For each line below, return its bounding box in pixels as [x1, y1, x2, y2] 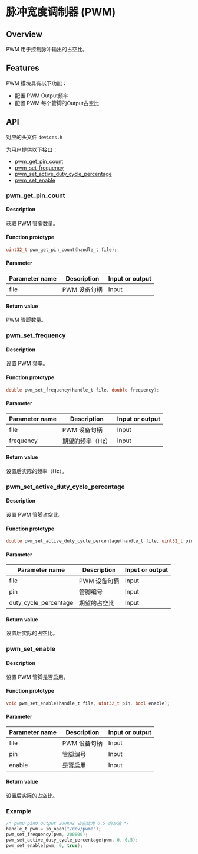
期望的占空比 [78, 599, 115, 607]
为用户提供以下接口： [6, 146, 58, 153]
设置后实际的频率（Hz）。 [6, 467, 68, 474]
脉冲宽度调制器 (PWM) [6, 5, 116, 19]
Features [6, 63, 39, 73]
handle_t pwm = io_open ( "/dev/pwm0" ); [6, 826, 101, 832]
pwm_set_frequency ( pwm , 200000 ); [6, 832, 88, 837]
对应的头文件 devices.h [6, 133, 63, 141]
